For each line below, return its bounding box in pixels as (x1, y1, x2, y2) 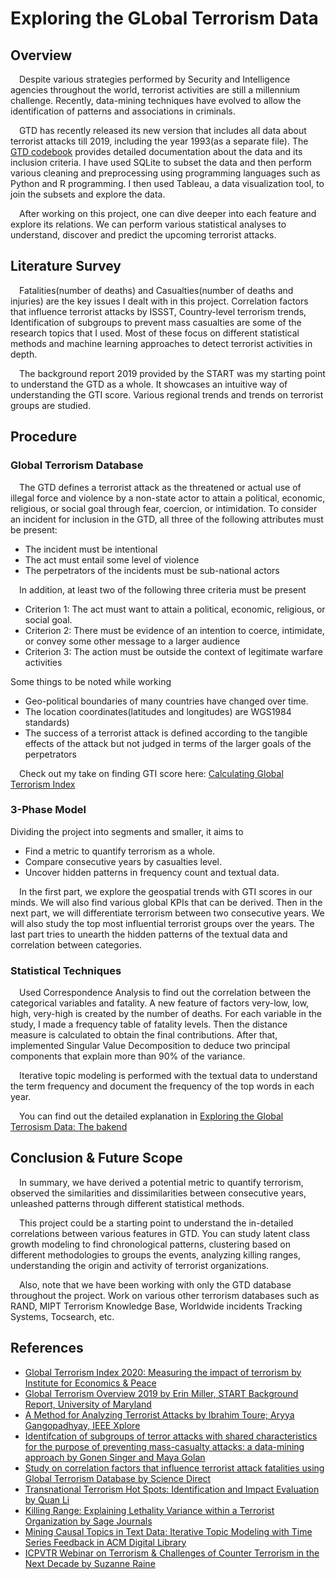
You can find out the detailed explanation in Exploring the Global (19, 1110, 284, 1122)
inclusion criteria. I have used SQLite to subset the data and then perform (10, 157, 312, 168)
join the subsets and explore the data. (10, 188, 166, 200)
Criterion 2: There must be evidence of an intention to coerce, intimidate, (24, 624, 325, 636)
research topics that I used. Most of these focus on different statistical (10, 327, 300, 339)
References (10, 1340, 84, 1357)
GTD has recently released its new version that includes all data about (19, 125, 307, 136)
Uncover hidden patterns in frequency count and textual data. (24, 866, 280, 878)
